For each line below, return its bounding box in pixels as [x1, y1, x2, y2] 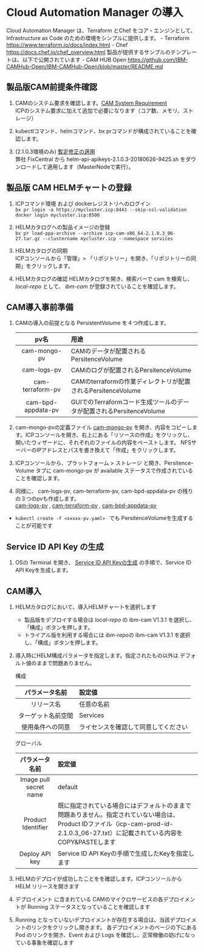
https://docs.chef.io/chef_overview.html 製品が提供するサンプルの [6, 48, 171, 55]
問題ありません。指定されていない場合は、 [57, 810, 179, 819]
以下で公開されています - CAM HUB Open [22, 56, 126, 63]
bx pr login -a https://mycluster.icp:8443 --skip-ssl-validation [15, 207, 187, 213]
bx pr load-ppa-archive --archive [15, 230, 103, 236]
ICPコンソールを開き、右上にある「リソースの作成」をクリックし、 [25, 431, 193, 439]
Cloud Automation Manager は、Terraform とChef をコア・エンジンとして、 [6, 27, 196, 34]
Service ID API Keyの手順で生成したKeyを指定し [57, 849, 195, 857]
